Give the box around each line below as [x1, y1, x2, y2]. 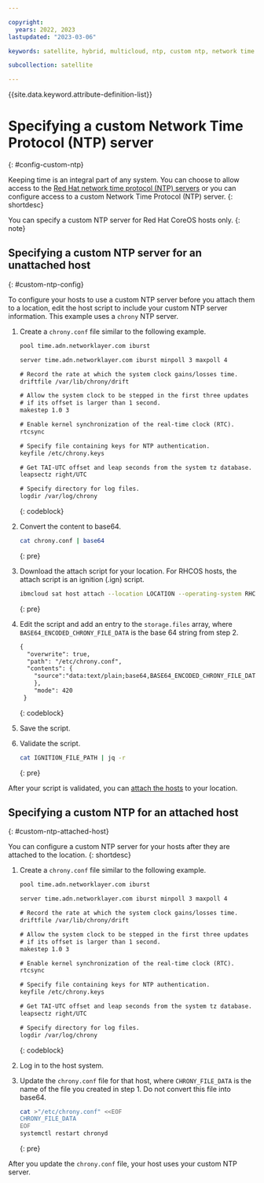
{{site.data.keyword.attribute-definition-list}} [8, 90, 153, 99]
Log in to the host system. [19, 1060, 104, 1070]
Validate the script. [19, 738, 81, 748]
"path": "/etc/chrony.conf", [27, 657, 123, 665]
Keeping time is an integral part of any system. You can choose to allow [8, 175, 240, 185]
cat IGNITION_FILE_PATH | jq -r [19, 753, 126, 762]
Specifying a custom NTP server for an [8, 247, 202, 260]
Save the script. [19, 723, 71, 733]
